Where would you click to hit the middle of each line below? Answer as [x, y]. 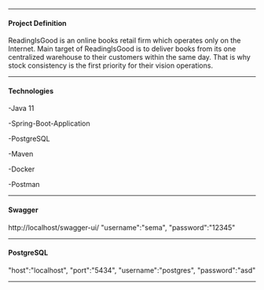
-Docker [22, 169]
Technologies [31, 90]
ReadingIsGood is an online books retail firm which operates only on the [125, 41]
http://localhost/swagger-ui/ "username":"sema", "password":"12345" [122, 227]
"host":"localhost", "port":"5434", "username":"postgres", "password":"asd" [132, 270]
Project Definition [37, 23]
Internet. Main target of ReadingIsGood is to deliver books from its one [122, 49]
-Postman [24, 185]
